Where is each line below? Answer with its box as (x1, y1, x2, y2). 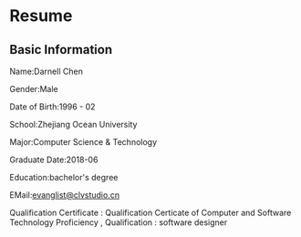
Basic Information (9, 42, 113, 57)
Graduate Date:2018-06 (9, 154, 99, 165)
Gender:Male (9, 84, 58, 94)
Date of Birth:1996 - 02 (9, 101, 96, 112)
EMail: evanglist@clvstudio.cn (9, 190, 120, 201)
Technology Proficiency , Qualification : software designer (9, 217, 228, 228)
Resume (9, 5, 73, 26)
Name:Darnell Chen (9, 66, 84, 77)
